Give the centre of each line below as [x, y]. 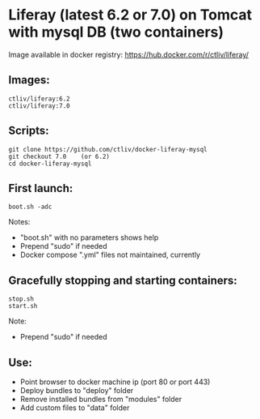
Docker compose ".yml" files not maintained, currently [110, 255]
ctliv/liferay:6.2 [39, 99]
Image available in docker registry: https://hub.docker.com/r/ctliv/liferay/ [128, 54]
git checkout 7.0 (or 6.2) [59, 156]
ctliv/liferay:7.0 [39, 106]
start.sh [23, 306]
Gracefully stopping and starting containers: [123, 280]
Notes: [19, 222]
